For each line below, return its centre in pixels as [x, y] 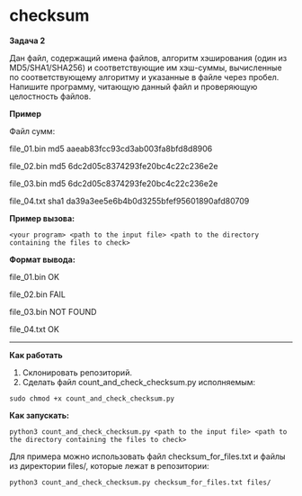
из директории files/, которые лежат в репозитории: [109, 465]
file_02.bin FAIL [37, 294]
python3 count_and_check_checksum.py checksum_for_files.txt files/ [140, 482]
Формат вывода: [43, 259]
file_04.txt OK [35, 329]
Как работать [36, 355]
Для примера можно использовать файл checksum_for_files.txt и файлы [147, 456]
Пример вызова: [42, 218]
